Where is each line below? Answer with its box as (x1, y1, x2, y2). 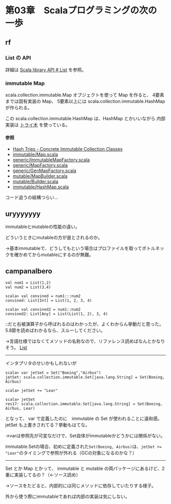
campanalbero (5, 267, 52, 275)
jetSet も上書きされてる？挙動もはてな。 (5, 422, 90, 428)
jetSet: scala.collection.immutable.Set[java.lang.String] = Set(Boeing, (5, 375, 165, 380)
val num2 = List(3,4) (5, 285, 51, 290)
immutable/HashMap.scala (12, 184, 69, 190)
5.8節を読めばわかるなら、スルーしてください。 (5, 327, 105, 333)
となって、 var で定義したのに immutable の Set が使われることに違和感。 (5, 415, 162, 422)
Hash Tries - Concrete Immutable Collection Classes (12, 146, 123, 152)
